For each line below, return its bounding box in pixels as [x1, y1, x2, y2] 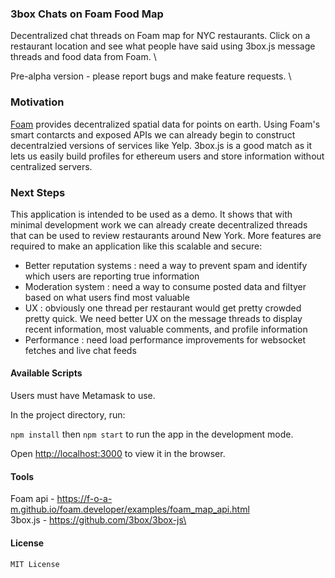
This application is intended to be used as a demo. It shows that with [10, 208, 293, 220]
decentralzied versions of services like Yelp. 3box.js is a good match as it [10, 139, 312, 151]
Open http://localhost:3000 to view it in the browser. [10, 448, 226, 460]
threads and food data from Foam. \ [10, 51, 157, 63]
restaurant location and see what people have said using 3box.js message [10, 40, 316, 52]
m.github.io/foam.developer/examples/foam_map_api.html [10, 503, 250, 516]
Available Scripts [10, 367, 83, 379]
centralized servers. [10, 160, 93, 172]
